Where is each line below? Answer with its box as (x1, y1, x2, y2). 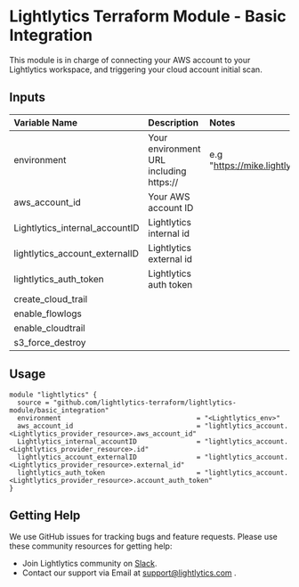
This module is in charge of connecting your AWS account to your (9, 54, 251, 65)
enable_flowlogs (13, 307, 82, 320)
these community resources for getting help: (9, 541, 173, 551)
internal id (148, 227, 190, 240)
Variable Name (13, 116, 78, 128)
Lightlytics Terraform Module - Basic (9, 6, 287, 27)
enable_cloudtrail (13, 322, 86, 334)
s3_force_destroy (13, 336, 86, 348)
